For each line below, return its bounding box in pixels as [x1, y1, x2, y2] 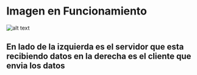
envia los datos [6, 60, 65, 71]
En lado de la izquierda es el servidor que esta [6, 42, 184, 52]
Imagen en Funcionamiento [6, 4, 148, 18]
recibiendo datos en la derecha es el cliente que [6, 51, 192, 62]
